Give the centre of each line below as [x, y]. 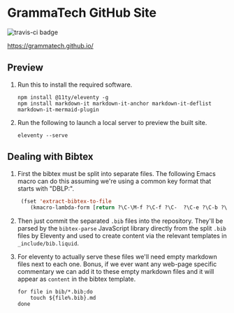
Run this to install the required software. [75, 85]
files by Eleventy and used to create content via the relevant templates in [122, 236]
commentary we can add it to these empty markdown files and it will [116, 272]
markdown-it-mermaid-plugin [58, 110]
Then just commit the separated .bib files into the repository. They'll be [120, 221]
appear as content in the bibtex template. [76, 279]
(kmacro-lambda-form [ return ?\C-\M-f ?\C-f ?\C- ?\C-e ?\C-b [124, 208]
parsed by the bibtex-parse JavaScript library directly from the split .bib [122, 228]
